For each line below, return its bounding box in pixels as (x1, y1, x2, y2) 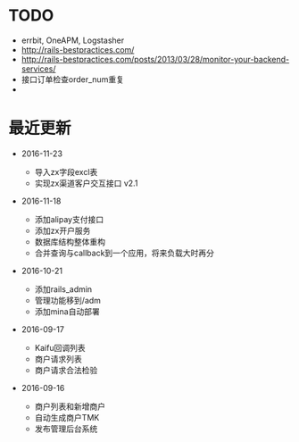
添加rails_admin (34, 283, 93, 295)
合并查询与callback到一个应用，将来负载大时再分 (34, 247, 215, 258)
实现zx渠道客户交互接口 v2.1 (34, 178, 138, 188)
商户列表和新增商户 (34, 401, 106, 412)
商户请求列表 (34, 354, 82, 364)
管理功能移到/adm (34, 295, 102, 305)
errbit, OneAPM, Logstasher (21, 35, 125, 46)
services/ (21, 63, 56, 74)
